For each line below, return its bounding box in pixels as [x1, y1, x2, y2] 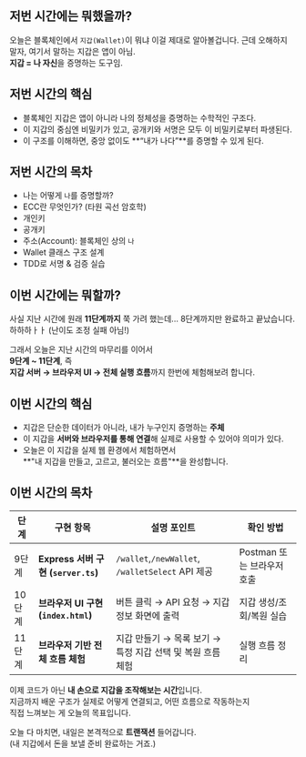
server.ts [53, 568, 96, 578]
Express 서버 [37, 552, 94, 565]
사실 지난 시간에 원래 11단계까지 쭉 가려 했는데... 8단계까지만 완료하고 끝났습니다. [9, 313, 296, 325]
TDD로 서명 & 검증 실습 [22, 258, 106, 269]
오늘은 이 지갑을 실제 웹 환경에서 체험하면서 [22, 445, 177, 456]
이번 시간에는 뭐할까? [9, 288, 121, 303]
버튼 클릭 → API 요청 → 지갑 [115, 595, 230, 608]
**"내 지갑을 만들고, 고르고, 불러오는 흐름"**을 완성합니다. [22, 456, 229, 467]
